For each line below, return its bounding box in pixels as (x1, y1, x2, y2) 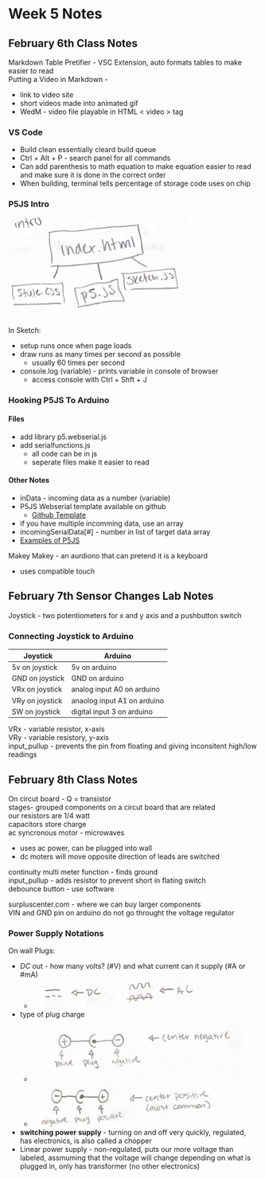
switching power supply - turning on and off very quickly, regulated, (19, 1128, 247, 1138)
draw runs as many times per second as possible (19, 349, 181, 358)
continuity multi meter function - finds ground (8, 868, 158, 877)
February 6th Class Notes (8, 37, 138, 50)
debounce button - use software (8, 884, 115, 894)
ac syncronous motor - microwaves (8, 828, 125, 837)
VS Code (8, 127, 43, 138)
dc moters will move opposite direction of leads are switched (19, 852, 220, 861)
